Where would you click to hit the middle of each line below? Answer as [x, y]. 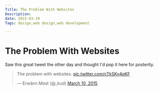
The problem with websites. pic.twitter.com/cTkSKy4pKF [73, 74]
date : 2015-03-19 [22, 18]
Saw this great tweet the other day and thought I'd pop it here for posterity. [80, 65]
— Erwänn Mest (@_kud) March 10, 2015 [57, 83]
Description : [18, 14]
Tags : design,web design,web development [47, 23]
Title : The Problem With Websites [40, 9]
